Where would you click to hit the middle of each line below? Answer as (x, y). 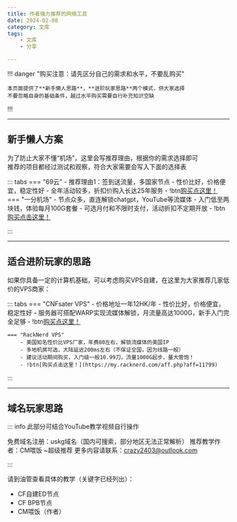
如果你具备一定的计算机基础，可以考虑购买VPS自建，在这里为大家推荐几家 (115, 280)
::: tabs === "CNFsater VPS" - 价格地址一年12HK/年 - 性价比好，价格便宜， (116, 303)
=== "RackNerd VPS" (36, 335)
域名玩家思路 (35, 409)
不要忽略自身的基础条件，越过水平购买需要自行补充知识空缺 (81, 96)
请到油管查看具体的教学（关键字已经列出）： (71, 479)
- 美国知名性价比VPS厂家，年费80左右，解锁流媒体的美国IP (95, 342)
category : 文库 (29, 27)
